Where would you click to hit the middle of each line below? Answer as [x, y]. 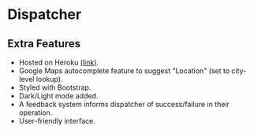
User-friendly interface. [57, 121]
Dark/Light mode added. [58, 96]
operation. [35, 113]
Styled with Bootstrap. [55, 87]
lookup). [49, 79]
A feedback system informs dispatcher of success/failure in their [124, 104]
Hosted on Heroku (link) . [59, 62]
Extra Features [44, 44]
